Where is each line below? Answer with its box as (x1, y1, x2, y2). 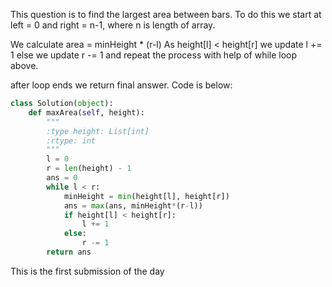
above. (10, 60, 39, 71)
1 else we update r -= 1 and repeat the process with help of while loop (10, 49, 298, 61)
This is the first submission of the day (10, 265, 165, 277)
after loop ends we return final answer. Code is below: (10, 79, 233, 91)
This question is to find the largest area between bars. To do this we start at (10, 9, 322, 20)
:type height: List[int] (46, 126, 150, 136)
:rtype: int (46, 135, 97, 146)
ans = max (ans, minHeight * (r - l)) (63, 200, 203, 211)
